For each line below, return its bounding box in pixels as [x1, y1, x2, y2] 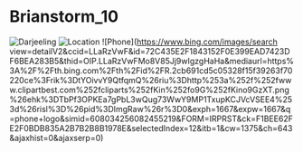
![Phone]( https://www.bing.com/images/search [101, 36, 279, 47]
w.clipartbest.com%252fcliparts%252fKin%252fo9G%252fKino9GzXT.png [9, 84, 289, 95]
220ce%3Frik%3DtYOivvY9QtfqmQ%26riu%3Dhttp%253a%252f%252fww [9, 74, 292, 85]
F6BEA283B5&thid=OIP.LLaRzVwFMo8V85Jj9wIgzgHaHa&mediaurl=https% [9, 55, 295, 66]
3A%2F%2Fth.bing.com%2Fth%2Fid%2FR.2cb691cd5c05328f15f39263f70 [9, 65, 293, 76]
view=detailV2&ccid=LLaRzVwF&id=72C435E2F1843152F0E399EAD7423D [9, 45, 291, 56]
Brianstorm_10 [9, 6, 119, 27]
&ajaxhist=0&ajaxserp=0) [9, 132, 104, 143]
